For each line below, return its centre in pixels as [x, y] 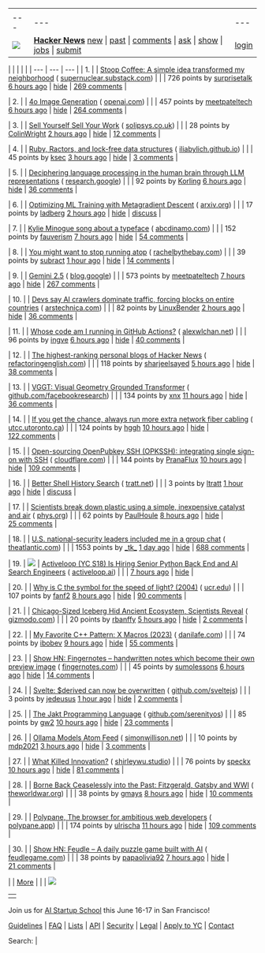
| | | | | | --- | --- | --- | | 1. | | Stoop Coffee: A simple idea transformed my [127, 69]
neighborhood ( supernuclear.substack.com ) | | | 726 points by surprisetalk [130, 78]
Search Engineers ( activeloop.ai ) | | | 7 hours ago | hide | [101, 572]
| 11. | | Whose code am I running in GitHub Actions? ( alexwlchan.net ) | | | [127, 331]
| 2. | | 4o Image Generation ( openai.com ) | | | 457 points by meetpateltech [130, 101]
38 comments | [33, 372]
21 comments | [32, 866]
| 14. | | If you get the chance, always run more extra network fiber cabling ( [131, 419]
